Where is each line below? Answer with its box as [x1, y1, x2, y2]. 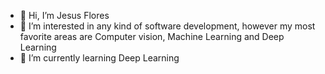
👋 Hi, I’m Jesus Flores [19, 10, 110, 21]
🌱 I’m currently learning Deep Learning [19, 52, 180, 64]
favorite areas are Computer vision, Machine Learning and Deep [19, 31, 285, 42]
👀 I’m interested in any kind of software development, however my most [19, 20, 316, 32]
